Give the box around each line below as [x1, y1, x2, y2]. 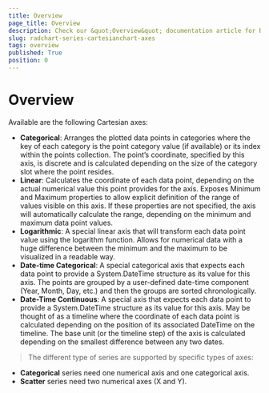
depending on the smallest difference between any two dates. [19, 337, 225, 347]
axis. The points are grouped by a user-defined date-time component [19, 277, 250, 287]
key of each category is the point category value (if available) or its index [19, 141, 261, 150]
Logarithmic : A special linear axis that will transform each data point [19, 226, 246, 236]
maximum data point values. [19, 218, 114, 227]
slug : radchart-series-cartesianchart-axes [8, 34, 156, 42]
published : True [8, 49, 62, 57]
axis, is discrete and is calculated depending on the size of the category [19, 158, 258, 168]
